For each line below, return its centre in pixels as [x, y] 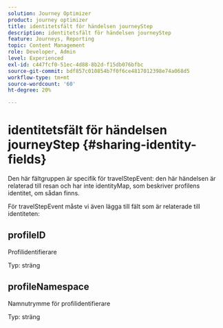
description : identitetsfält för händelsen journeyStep [89, 33]
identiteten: [24, 214]
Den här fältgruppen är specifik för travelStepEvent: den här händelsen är [112, 179]
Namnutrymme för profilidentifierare [59, 303]
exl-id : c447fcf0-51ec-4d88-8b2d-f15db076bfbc [76, 65]
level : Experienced [36, 58]
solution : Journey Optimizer [50, 13]
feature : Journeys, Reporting [51, 39]
